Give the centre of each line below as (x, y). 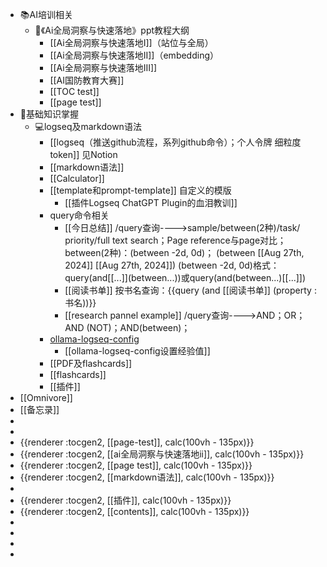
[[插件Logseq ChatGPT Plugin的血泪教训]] (151, 202)
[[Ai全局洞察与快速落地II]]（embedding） (134, 55)
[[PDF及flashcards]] (91, 363)
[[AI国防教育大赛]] (87, 80)
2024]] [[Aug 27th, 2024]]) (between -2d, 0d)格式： (172, 265)
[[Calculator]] (77, 178)
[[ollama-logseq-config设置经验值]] (137, 351)
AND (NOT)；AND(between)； (127, 327)
